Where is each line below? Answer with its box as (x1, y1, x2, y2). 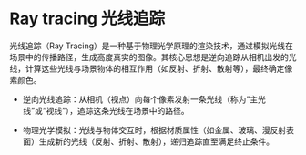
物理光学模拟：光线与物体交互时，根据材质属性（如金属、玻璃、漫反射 (22, 124, 287, 135)
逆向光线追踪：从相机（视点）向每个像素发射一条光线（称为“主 (22, 93, 258, 105)
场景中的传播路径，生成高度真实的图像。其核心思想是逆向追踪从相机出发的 (9, 51, 289, 62)
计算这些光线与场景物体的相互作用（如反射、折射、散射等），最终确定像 (25, 63, 293, 74)
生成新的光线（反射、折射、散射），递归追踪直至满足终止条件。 (38, 136, 275, 147)
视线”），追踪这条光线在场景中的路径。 (46, 105, 189, 116)
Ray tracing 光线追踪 (9, 8, 166, 29)
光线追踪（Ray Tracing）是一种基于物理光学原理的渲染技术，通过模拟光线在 (9, 40, 294, 51)
